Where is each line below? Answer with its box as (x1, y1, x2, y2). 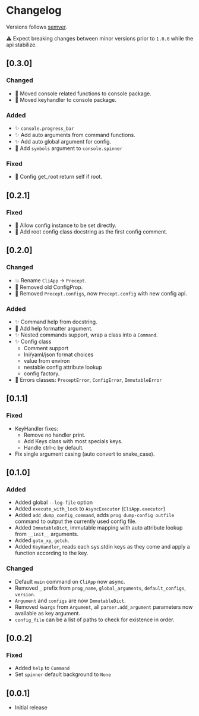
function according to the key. (14, 549, 89, 557)
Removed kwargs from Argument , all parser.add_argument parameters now (14, 603, 193, 611)
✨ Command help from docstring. (14, 318, 97, 325)
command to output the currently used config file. (14, 518, 137, 525)
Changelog (6, 4, 62, 17)
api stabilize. (6, 41, 37, 48)
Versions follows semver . (6, 23, 67, 30)
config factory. (23, 370, 60, 377)
